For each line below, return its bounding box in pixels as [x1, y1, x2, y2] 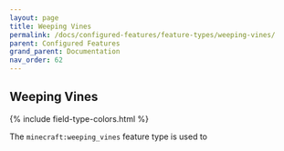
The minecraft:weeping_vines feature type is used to [9, 131, 208, 142]
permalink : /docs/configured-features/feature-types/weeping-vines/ [9, 30, 276, 39]
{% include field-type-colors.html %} [9, 113, 149, 124]
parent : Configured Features [9, 38, 121, 48]
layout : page [9, 13, 59, 23]
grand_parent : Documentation [9, 47, 121, 56]
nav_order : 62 [9, 55, 64, 65]
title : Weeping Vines [9, 22, 92, 31]
